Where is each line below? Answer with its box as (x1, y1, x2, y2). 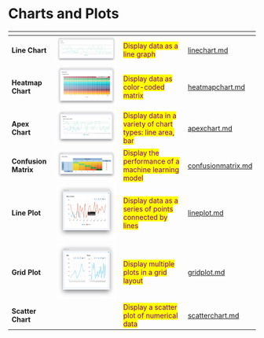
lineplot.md (187, 208, 224, 218)
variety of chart (123, 119, 173, 129)
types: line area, (123, 127, 175, 138)
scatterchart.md (187, 310, 240, 320)
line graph (123, 50, 156, 59)
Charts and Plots (8, 5, 119, 23)
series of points (123, 204, 174, 213)
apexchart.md (187, 123, 233, 133)
